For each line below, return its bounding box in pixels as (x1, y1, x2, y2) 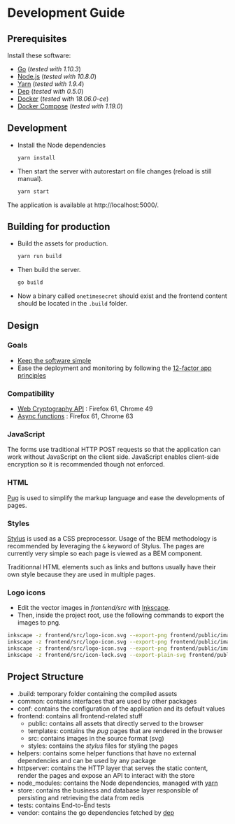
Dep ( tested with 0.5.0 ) (17, 87, 84, 95)
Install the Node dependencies (17, 141, 106, 149)
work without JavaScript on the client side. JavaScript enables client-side (7, 453, 219, 461)
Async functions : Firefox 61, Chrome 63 (17, 412, 134, 420)
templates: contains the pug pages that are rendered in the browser (27, 726, 223, 735)
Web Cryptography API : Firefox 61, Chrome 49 (17, 404, 153, 413)
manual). (17, 174, 43, 183)
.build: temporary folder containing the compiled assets (17, 689, 178, 697)
